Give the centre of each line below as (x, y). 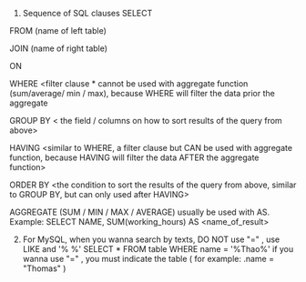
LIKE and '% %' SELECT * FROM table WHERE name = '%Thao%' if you (158, 249)
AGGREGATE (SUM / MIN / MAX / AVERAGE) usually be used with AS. (140, 212)
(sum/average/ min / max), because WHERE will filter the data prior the (142, 93)
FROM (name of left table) (58, 30)
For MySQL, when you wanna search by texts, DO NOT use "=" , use (151, 239)
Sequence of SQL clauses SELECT (87, 13)
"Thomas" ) (44, 268)
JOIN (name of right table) (58, 48)
